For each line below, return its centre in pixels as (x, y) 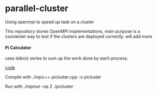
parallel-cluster (37, 8)
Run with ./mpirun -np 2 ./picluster (39, 86)
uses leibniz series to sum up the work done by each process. (67, 58)
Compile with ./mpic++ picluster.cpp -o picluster (53, 77)
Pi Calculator (18, 47)
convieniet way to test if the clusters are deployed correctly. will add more (78, 36)
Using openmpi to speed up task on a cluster (50, 22)
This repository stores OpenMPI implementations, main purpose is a (72, 31)
